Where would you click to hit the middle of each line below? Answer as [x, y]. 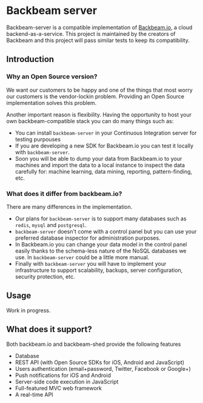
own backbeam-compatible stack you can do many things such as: [90, 121]
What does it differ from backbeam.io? [64, 194]
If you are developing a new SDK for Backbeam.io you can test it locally [104, 146]
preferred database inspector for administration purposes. [88, 238]
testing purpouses [38, 139]
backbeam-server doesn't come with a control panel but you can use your [106, 231]
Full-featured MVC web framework [58, 388]
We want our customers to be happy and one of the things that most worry [99, 90]
